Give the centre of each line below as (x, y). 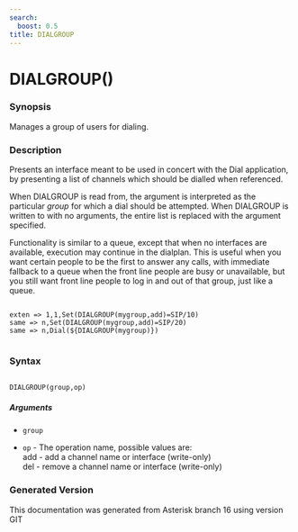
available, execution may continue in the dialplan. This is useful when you (145, 252)
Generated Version (52, 490)
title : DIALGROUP (42, 34)
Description (36, 149)
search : (24, 18)
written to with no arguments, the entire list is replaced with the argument (145, 216)
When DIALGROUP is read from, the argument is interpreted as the (133, 197)
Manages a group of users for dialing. (79, 126)
